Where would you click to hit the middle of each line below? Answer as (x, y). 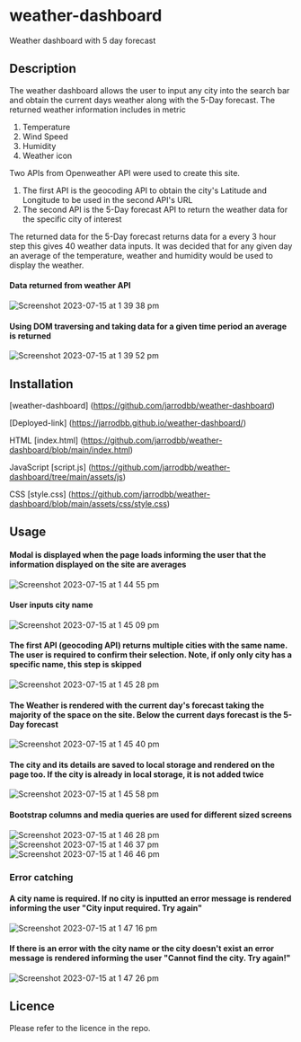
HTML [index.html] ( (46, 440)
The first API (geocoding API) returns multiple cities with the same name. (148, 645)
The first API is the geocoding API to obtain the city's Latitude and (144, 190)
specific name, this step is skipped (75, 665)
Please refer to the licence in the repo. (80, 1028)
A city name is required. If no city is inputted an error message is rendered (150, 898)
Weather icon (47, 155)
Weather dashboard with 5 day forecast (83, 40)
